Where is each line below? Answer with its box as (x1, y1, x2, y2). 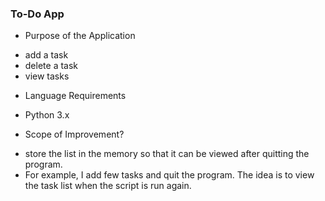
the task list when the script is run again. (24, 180, 192, 192)
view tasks (24, 70, 70, 82)
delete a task (24, 60, 79, 72)
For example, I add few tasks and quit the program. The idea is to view (24, 169, 315, 181)
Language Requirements (24, 90, 127, 102)
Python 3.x (24, 109, 70, 121)
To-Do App (10, 7, 65, 21)
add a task (24, 49, 69, 61)
